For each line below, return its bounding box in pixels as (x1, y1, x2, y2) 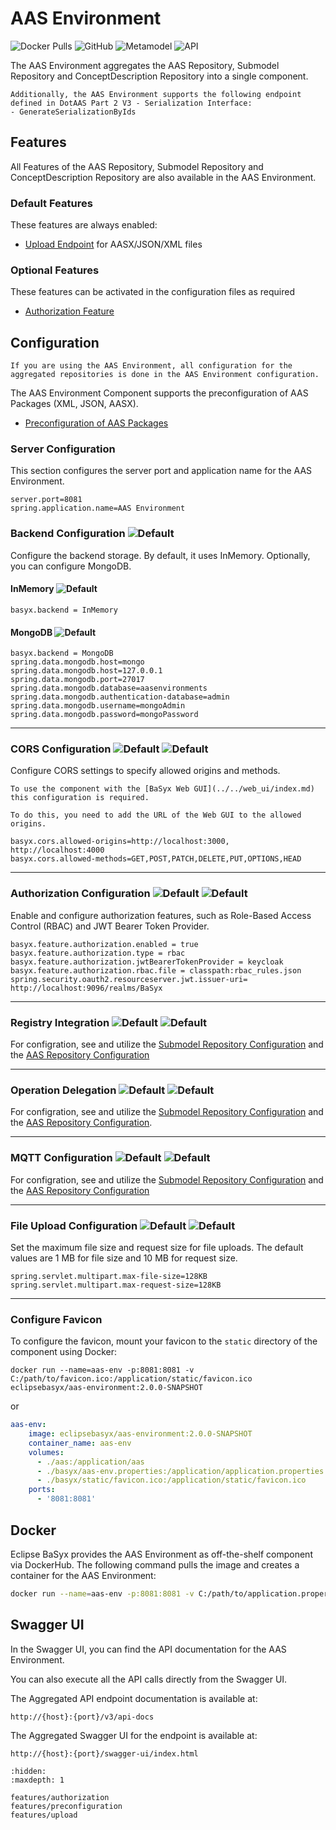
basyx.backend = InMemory (10, 605, 118, 615)
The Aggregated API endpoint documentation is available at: (10, 1692, 258, 1704)
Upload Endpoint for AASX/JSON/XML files (24, 238, 203, 251)
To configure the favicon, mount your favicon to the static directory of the (10, 1335, 318, 1347)
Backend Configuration (10, 527, 126, 541)
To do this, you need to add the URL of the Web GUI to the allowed (10, 810, 302, 821)
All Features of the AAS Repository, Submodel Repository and (10, 160, 264, 172)
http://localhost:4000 (10, 845, 105, 856)
